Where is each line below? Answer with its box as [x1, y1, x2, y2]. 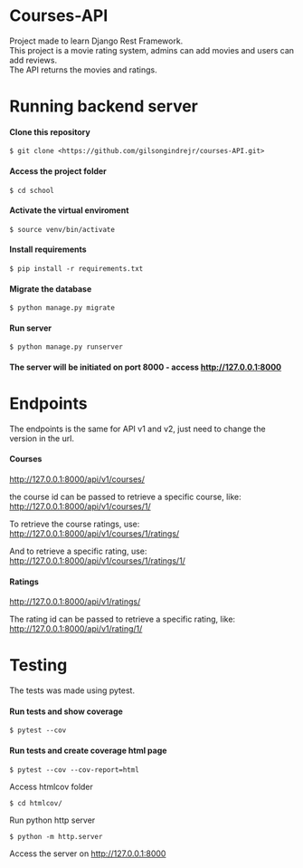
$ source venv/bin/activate [9, 225, 116, 234]
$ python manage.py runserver [9, 342, 124, 352]
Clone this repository [9, 126, 90, 137]
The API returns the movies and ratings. [9, 64, 157, 75]
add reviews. [9, 54, 57, 65]
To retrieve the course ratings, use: [9, 518, 140, 530]
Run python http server [9, 815, 96, 825]
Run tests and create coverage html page [9, 745, 167, 757]
